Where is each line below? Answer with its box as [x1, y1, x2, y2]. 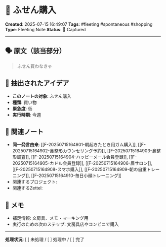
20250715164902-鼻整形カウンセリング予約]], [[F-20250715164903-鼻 [12, 148, 157, 154]
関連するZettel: [12, 185, 43, 191]
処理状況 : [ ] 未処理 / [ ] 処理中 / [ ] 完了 [5, 237, 85, 243]
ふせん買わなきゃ [17, 63, 52, 69]
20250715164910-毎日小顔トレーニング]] [39, 173, 122, 179]
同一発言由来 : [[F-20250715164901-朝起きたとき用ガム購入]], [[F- [12, 142, 146, 148]
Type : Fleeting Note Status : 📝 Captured [5, 26, 86, 32]
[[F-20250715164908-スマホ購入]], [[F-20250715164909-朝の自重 [12, 167, 147, 173]
